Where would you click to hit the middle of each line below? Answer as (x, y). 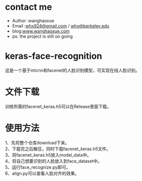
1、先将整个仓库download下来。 (37, 142)
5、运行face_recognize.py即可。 (38, 167)
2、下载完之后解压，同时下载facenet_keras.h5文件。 (58, 149)
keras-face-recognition (54, 56)
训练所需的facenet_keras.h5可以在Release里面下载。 (58, 106)
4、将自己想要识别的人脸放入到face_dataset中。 (54, 161)
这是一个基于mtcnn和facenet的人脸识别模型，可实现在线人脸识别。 (72, 70)
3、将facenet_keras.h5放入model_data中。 (48, 155)
